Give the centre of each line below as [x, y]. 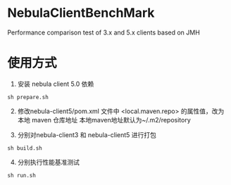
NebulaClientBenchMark [81, 13]
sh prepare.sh [28, 97]
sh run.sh [22, 175]
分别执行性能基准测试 [48, 162]
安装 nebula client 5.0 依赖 [56, 84]
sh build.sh [25, 148]
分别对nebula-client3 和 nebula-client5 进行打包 [87, 134]
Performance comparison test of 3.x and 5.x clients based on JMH [104, 32]
